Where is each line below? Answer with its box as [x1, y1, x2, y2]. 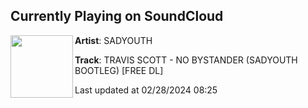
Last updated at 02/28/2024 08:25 [74, 84, 218, 96]
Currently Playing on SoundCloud [10, 8, 224, 25]
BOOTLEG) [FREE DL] [74, 64, 164, 76]
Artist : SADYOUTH [74, 34, 153, 46]
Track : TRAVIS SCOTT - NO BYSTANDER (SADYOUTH [74, 54, 298, 66]
